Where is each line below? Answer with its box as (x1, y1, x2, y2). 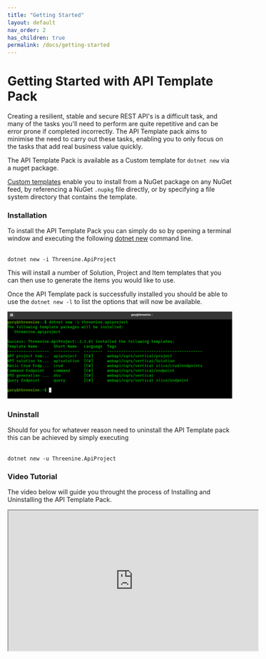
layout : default (7, 19, 56, 26)
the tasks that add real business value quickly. (7, 143, 143, 151)
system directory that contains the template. (7, 193, 138, 201)
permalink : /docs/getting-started (7, 41, 111, 49)
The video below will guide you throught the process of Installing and (7, 488, 211, 496)
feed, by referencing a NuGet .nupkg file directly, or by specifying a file (7, 185, 215, 194)
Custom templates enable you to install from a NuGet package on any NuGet (7, 178, 232, 186)
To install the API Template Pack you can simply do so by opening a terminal (7, 227, 232, 235)
